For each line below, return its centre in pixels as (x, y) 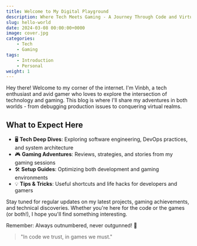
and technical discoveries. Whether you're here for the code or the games (95, 208)
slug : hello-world (28, 22)
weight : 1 (18, 71)
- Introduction (35, 60)
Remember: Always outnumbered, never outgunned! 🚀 (72, 226)
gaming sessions (35, 163)
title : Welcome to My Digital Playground (57, 11)
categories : (21, 39)
